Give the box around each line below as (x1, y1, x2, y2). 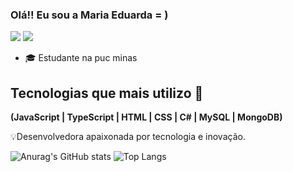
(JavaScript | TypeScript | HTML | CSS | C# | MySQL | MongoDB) (10, 111, 283, 123)
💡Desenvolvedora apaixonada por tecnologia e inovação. (10, 131, 246, 143)
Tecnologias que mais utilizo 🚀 (10, 84, 204, 102)
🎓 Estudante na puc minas (24, 52, 138, 64)
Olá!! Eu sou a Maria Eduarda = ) (10, 8, 169, 22)
